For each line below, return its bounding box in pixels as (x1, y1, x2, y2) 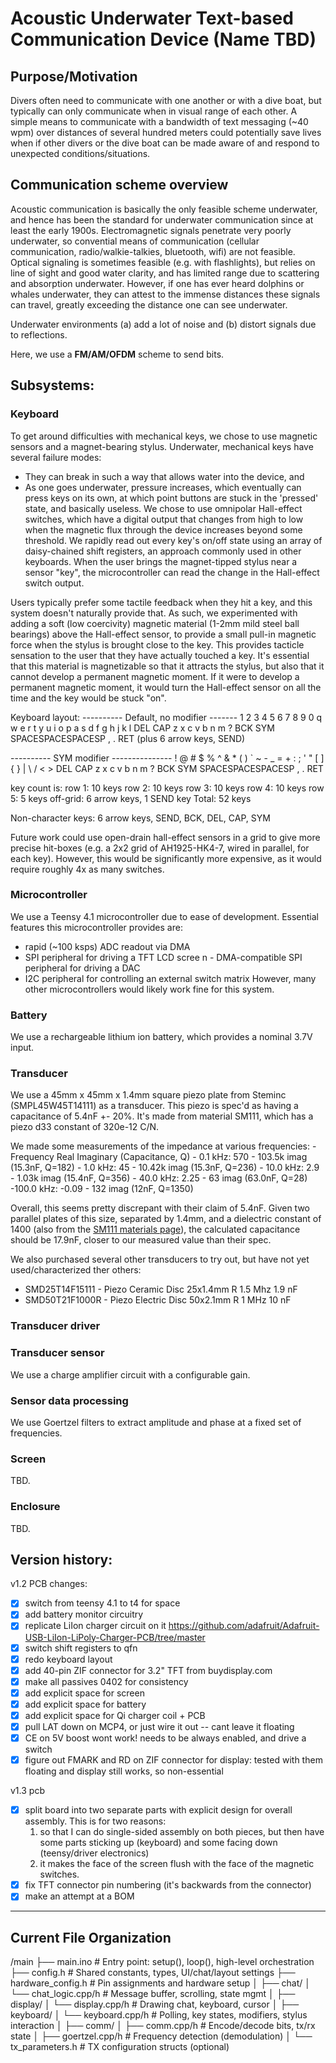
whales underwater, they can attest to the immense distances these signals (10, 288, 321, 300)
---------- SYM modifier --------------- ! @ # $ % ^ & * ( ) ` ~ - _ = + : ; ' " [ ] (10, 752, 325, 764)
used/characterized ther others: (10, 1264, 142, 1276)
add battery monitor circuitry (24, 1608, 144, 1621)
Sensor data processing (10, 1393, 129, 1407)
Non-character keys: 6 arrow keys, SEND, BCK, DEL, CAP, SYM (10, 812, 271, 824)
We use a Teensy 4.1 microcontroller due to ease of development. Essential (10, 910, 319, 922)
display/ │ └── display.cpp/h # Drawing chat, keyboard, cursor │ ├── (10, 1998, 300, 2011)
